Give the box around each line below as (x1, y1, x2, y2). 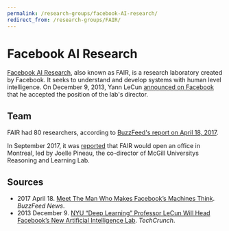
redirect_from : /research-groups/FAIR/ (7, 16, 121, 23)
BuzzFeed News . (16, 202, 65, 210)
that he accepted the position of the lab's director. (7, 90, 149, 99)
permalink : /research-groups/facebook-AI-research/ (7, 10, 158, 17)
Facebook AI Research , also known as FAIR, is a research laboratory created (7, 69, 223, 77)
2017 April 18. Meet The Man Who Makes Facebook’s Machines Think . (16, 195, 215, 203)
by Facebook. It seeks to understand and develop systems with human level (7, 76, 221, 84)
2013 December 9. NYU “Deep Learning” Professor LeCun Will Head (16, 209, 210, 217)
